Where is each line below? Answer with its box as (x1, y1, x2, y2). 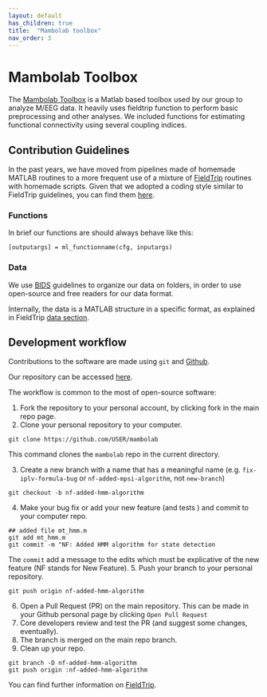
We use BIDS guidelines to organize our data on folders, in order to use (8, 280, 241, 290)
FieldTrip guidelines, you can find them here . (8, 190, 155, 200)
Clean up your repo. (19, 644, 86, 653)
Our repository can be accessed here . (8, 372, 133, 382)
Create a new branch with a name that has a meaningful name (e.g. (19, 465, 241, 475)
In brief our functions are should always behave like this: (8, 228, 194, 238)
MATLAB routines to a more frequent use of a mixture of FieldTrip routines (8, 173, 252, 182)
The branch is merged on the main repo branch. (19, 636, 178, 645)
